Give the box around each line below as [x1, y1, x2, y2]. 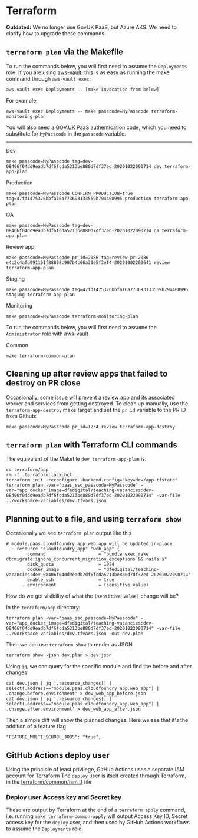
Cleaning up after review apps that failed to [6, 369, 168, 379]
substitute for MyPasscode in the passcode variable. [6, 130, 127, 137]
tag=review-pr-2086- [101, 255, 151, 260]
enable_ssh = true [27, 577, 115, 583]
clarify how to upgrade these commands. [6, 29, 106, 37]
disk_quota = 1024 [27, 562, 115, 568]
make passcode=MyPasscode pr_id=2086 [6, 255, 99, 260]
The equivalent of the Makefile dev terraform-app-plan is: [6, 456, 147, 463]
